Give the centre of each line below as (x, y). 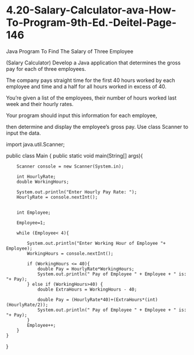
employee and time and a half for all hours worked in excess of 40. (86, 86)
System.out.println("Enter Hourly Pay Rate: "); (77, 192)
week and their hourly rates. (40, 104)
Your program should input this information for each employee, (82, 115)
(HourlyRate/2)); (27, 305)
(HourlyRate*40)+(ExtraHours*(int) (115, 299)
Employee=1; (31, 223)
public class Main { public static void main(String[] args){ (75, 155)
